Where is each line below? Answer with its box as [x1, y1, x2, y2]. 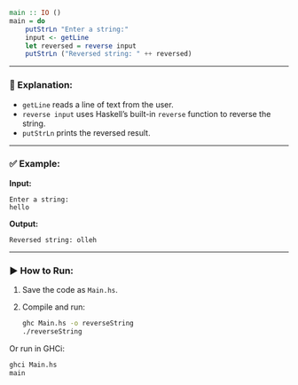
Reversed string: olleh [9, 235, 98, 244]
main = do [9, 16, 46, 26]
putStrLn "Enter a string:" [25, 25, 129, 34]
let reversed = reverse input [25, 41, 137, 51]
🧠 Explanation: [9, 79, 74, 91]
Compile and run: [21, 302, 86, 312]
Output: [9, 218, 38, 229]
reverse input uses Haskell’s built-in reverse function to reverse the [21, 108, 271, 119]
